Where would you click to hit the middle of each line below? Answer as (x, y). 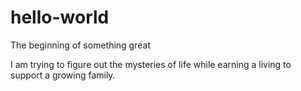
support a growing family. (63, 75)
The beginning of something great (80, 45)
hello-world (60, 17)
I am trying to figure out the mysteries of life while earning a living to (151, 64)
